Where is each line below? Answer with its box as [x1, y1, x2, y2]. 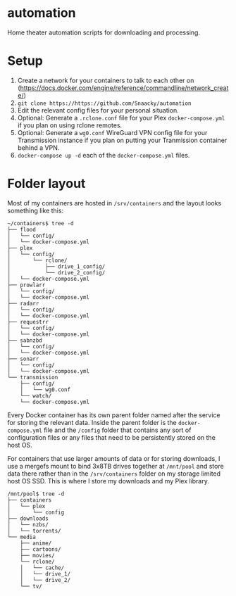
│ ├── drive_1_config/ [7, 262, 106, 270]
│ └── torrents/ [7, 527, 61, 534]
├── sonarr [7, 355, 39, 362]
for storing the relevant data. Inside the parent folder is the [7, 418, 178, 426]
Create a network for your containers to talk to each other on [17, 76, 194, 84]
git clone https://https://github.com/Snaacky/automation [17, 100, 192, 107]
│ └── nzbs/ [7, 521, 49, 528]
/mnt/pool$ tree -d [7, 490, 65, 497]
